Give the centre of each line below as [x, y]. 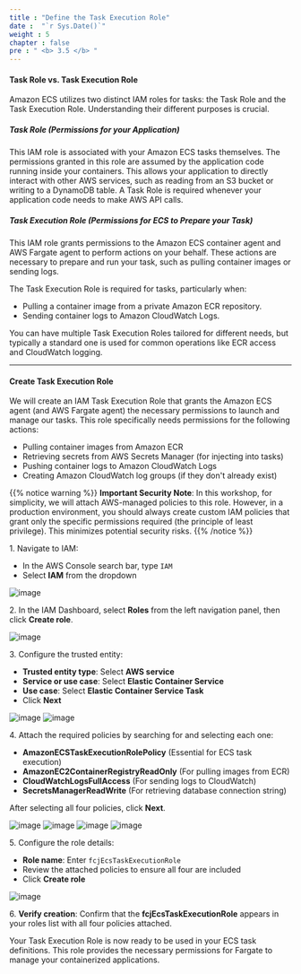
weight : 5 [30, 34]
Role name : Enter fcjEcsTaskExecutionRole [101, 860]
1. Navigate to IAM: [44, 549]
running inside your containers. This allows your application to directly [139, 171]
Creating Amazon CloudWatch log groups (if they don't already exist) [150, 475]
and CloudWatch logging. [56, 352]
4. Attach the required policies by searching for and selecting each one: [142, 735]
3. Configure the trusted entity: [66, 655]
